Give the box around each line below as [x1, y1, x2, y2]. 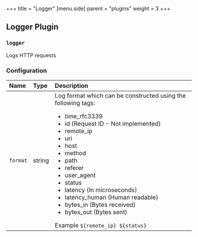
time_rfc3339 [64, 112, 103, 120]
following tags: [55, 98, 95, 107]
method [64, 149, 87, 157]
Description [55, 81, 88, 90]
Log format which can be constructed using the [55, 91, 186, 100]
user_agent [64, 171, 96, 179]
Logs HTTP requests [6, 51, 57, 58]
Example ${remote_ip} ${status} [55, 221, 147, 229]
